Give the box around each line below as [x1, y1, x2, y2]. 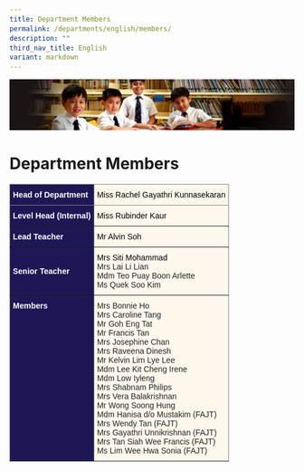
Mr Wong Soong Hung [96, 399, 176, 410]
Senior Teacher [13, 265, 71, 276]
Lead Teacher [13, 231, 64, 242]
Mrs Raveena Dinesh [96, 345, 172, 356]
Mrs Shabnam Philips [96, 381, 172, 392]
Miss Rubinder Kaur [96, 210, 167, 221]
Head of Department [13, 189, 89, 199]
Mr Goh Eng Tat [96, 318, 153, 329]
